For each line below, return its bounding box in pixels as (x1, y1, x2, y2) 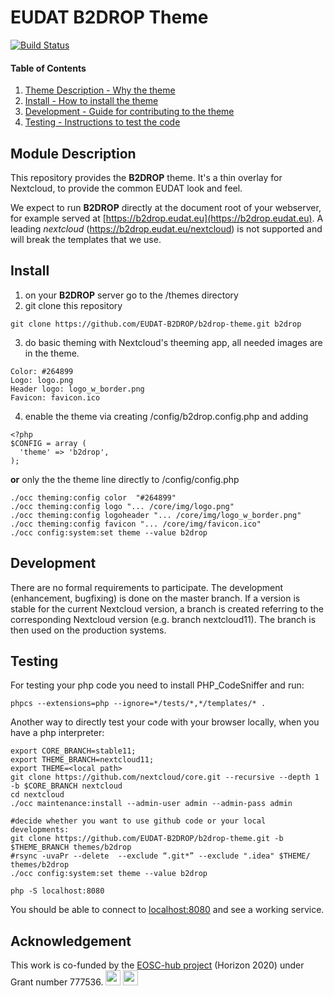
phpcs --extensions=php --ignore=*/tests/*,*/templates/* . (10, 699, 267, 709)
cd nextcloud (10, 790, 65, 800)
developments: (10, 825, 70, 835)
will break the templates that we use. (10, 233, 162, 245)
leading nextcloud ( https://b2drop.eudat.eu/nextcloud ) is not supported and (10, 222, 323, 235)
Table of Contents (10, 62, 87, 74)
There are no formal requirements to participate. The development (10, 581, 284, 593)
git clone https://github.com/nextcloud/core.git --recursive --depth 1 (10, 772, 320, 783)
